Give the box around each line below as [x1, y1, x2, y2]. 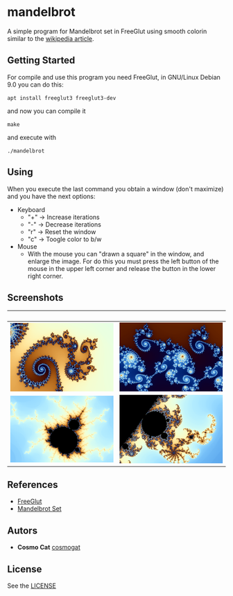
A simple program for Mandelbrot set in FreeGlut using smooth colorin [7, 27, 207, 35]
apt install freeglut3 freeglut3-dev [7, 94, 116, 101]
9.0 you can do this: [7, 80, 64, 89]
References [7, 479, 58, 491]
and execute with [7, 133, 57, 141]
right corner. [27, 272, 64, 280]
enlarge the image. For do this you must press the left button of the [27, 257, 219, 265]
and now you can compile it [7, 107, 86, 115]
